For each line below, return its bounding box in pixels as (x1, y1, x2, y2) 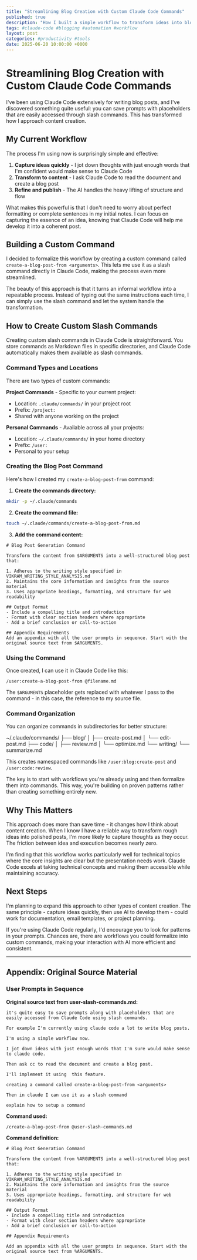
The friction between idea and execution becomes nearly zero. (6, 839, 158, 846)
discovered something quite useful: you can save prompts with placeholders (6, 105, 191, 112)
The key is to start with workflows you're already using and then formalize (6, 776, 185, 783)
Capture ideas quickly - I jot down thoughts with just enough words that (14, 161, 190, 168)
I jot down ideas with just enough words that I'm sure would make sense (6, 1046, 191, 1051)
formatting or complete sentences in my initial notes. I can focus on (6, 210, 169, 217)
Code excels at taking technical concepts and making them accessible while (6, 863, 191, 870)
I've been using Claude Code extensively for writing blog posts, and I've (6, 98, 180, 106)
